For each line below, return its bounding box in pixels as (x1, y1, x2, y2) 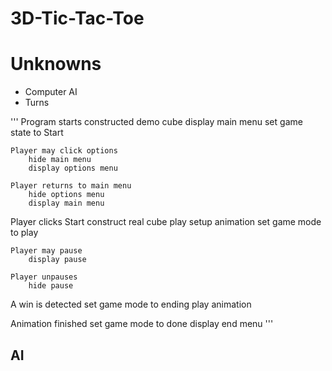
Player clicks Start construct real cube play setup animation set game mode (10, 216, 322, 228)
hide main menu (28, 155, 92, 165)
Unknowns (10, 53, 102, 76)
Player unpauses (10, 272, 78, 282)
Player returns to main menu (10, 181, 132, 191)
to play (10, 227, 39, 239)
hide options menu (28, 190, 105, 200)
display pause (28, 255, 87, 265)
